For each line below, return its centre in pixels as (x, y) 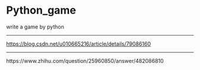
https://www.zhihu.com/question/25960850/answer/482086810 (85, 61)
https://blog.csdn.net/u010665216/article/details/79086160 (79, 44)
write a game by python (35, 27)
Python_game (41, 10)
